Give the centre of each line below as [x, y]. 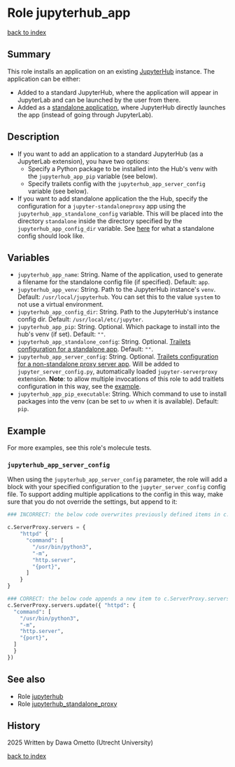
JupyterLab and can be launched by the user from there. [99, 100]
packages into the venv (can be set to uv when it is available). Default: [118, 401]
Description [33, 137]
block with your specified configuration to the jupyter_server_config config [116, 487]
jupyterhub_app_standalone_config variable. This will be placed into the [120, 213]
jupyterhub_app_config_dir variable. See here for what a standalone [116, 228]
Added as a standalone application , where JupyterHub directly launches [121, 107]
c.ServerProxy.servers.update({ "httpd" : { [72, 605]
